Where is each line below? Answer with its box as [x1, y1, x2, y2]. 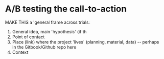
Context [12, 49, 28, 55]
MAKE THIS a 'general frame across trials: [5, 19, 90, 25]
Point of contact [12, 34, 45, 40]
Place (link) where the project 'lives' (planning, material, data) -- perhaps [12, 39, 159, 44]
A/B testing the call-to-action [5, 3, 127, 15]
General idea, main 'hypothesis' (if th [12, 29, 87, 34]
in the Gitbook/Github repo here [12, 44, 77, 50]
